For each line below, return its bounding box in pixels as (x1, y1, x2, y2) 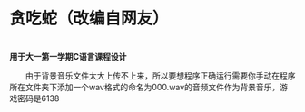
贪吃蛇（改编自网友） (9, 8, 170, 29)
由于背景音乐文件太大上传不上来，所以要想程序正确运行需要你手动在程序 (25, 70, 296, 81)
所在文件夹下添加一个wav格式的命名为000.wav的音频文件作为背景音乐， (9, 82, 280, 93)
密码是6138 (16, 93, 60, 104)
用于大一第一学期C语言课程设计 (9, 51, 127, 62)
